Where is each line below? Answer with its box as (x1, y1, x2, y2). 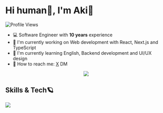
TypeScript (12, 44, 36, 51)
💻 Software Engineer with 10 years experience (12, 32, 113, 38)
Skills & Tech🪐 (5, 86, 54, 95)
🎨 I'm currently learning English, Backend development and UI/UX (12, 50, 152, 56)
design (12, 55, 28, 61)
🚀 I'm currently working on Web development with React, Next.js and (12, 39, 158, 45)
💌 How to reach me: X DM (12, 61, 68, 67)
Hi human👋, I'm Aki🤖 (5, 5, 94, 16)
